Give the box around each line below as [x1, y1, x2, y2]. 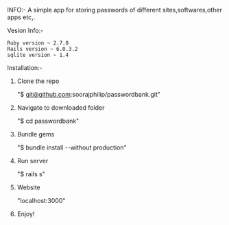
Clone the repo [16, 77, 60, 85]
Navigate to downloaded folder [16, 104, 105, 112]
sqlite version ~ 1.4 [7, 51, 69, 58]
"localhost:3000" [16, 197, 66, 204]
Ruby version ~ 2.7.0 [7, 40, 69, 47]
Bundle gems [16, 130, 55, 138]
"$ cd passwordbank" [16, 117, 80, 125]
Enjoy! [16, 210, 35, 218]
